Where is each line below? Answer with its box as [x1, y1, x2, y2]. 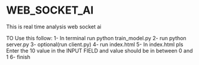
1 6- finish [6, 53, 31, 60]
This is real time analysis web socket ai [6, 23, 102, 30]
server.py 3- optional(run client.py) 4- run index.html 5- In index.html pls [6, 41, 184, 48]
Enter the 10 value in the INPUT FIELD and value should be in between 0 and [6, 47, 193, 54]
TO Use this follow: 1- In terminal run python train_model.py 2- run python [6, 34, 187, 41]
